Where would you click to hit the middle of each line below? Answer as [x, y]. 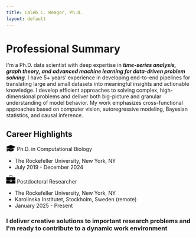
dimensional [21, 97]
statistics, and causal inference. [45, 115]
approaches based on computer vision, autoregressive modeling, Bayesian [97, 109]
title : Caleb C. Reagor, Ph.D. [45, 12]
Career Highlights [39, 134]
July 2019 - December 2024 [49, 167]
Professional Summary [63, 49]
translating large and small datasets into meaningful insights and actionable [98, 84]
